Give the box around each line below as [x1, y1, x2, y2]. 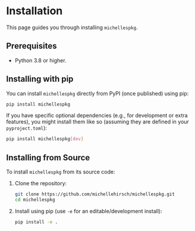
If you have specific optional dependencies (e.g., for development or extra [6, 112, 188, 119]
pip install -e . [14, 219, 58, 225]
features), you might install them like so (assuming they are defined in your [6, 118, 189, 125]
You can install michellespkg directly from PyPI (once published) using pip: [6, 90, 189, 97]
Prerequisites [6, 41, 57, 51]
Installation [6, 4, 63, 18]
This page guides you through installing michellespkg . [6, 24, 138, 31]
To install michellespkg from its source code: [6, 168, 115, 176]
